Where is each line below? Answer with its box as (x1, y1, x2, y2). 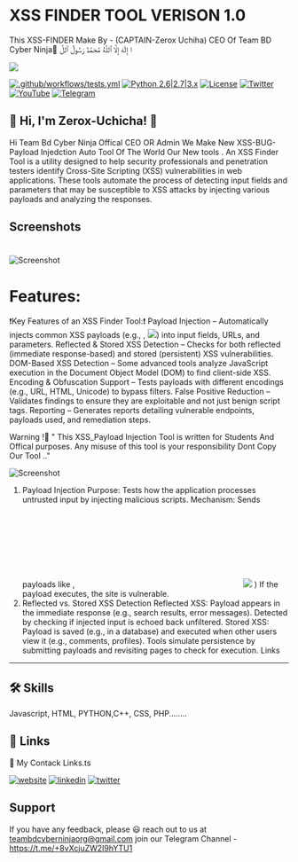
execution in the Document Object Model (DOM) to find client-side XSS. (9, 367, 271, 378)
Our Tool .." (9, 451, 51, 461)
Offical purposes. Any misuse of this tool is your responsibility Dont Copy (9, 441, 277, 452)
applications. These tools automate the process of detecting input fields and (9, 175, 288, 185)
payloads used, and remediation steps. (9, 414, 152, 426)
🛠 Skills (9, 680, 55, 695)
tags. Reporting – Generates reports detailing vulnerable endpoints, (9, 405, 255, 416)
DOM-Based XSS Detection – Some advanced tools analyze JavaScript (9, 358, 269, 369)
